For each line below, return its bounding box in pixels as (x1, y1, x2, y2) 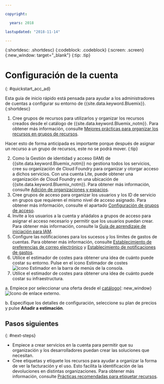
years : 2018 (9, 20, 34, 25)
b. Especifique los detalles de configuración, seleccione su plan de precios (5, 300, 157, 306)
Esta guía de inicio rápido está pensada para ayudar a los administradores (5, 96, 155, 101)
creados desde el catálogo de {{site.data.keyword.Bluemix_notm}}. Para (12, 121, 159, 127)
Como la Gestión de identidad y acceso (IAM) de (12, 156, 111, 161)
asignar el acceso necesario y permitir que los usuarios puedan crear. (12, 218, 154, 224)
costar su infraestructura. (12, 276, 64, 282)
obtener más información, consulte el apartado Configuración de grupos (12, 202, 159, 208)
